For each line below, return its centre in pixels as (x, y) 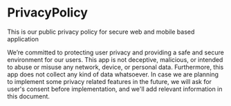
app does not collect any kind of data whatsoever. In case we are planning (113, 74)
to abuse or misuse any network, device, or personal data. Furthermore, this (115, 67)
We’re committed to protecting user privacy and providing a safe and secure (116, 52)
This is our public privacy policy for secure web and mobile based (101, 32)
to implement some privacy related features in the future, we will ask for (110, 81)
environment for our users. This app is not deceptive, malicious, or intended (115, 59)
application (23, 39)
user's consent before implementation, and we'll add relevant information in (115, 89)
